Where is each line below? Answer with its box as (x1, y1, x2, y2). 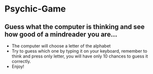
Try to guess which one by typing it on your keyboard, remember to (11, 48, 147, 54)
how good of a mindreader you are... (4, 30, 117, 38)
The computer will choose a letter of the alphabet (11, 43, 111, 49)
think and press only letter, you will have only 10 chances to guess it (11, 53, 148, 59)
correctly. (11, 59, 31, 64)
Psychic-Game (4, 3, 66, 15)
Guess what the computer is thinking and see (4, 23, 145, 31)
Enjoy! (11, 64, 24, 69)
